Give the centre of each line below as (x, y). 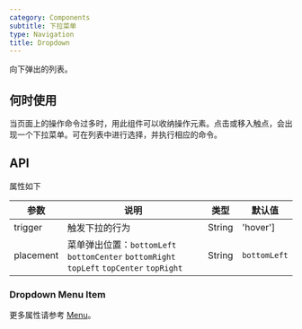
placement (36, 255)
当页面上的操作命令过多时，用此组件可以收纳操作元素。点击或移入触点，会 (147, 124)
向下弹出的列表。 (41, 69)
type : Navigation (42, 34)
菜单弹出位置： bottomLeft (122, 245)
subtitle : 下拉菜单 (43, 26)
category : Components (50, 17)
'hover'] (259, 227)
